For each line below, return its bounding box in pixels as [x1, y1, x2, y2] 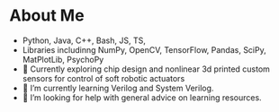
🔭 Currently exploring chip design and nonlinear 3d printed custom [22, 64, 270, 74]
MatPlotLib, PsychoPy [22, 54, 104, 65]
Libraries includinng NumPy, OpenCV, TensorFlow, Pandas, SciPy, [22, 44, 267, 55]
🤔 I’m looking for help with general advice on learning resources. [22, 91, 263, 103]
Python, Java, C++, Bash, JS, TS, [22, 35, 146, 46]
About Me [9, 5, 85, 26]
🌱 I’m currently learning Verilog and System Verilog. [22, 82, 214, 93]
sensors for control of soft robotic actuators [22, 73, 185, 83]
